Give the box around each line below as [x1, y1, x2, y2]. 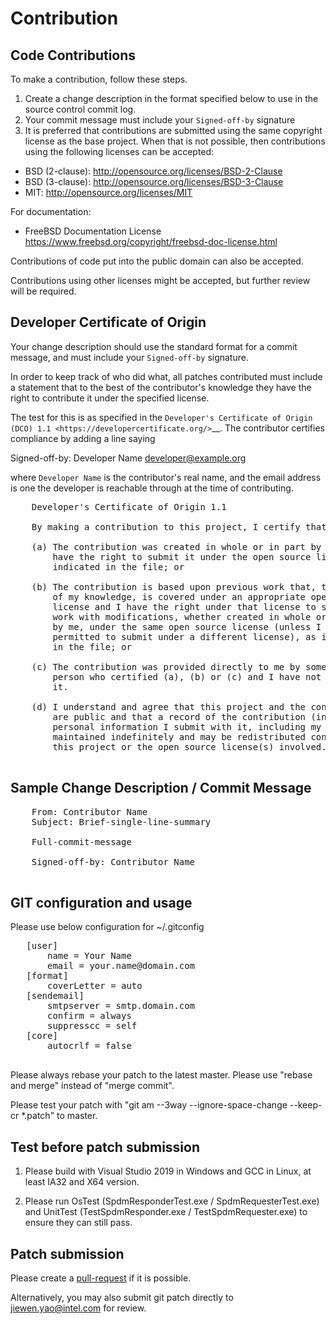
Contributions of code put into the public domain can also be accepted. [10, 255, 304, 267]
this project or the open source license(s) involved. [52, 741, 327, 752]
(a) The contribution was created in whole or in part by [31, 541, 322, 552]
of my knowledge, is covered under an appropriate [52, 591, 307, 602]
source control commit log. [24, 103, 137, 115]
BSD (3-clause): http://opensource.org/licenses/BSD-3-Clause [24, 176, 284, 187]
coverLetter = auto [47, 980, 143, 992]
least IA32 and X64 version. [24, 1176, 140, 1188]
